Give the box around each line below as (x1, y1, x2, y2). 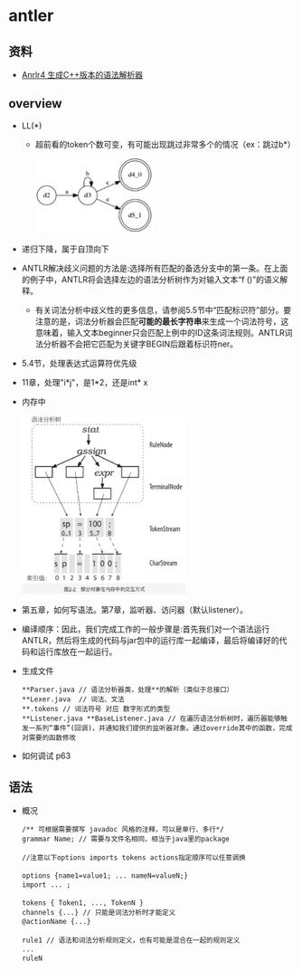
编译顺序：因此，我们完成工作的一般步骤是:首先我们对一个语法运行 (21, 623, 270, 634)
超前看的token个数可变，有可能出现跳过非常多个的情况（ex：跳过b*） (34, 138, 296, 149)
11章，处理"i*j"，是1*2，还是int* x (21, 377, 148, 388)
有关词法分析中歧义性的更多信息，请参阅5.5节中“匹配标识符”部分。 (34, 305, 284, 316)
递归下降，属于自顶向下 (21, 243, 109, 254)
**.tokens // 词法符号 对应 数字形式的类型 (21, 705, 171, 714)
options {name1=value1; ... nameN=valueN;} (21, 871, 189, 880)
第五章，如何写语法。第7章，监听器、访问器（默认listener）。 (21, 604, 249, 615)
